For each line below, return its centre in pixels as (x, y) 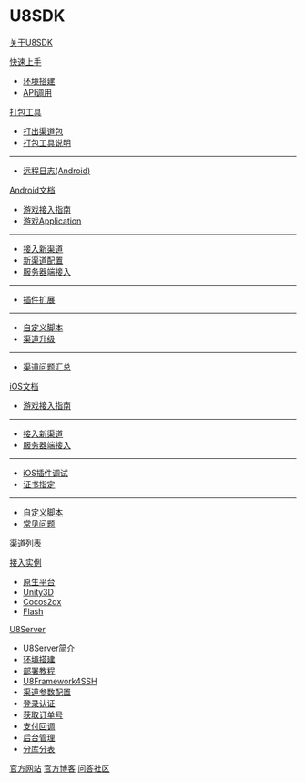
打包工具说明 (46, 142)
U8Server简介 (49, 648)
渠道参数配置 (46, 692)
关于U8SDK (31, 42)
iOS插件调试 (45, 473)
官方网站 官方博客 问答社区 (60, 768)
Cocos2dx (42, 601)
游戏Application (52, 221)
